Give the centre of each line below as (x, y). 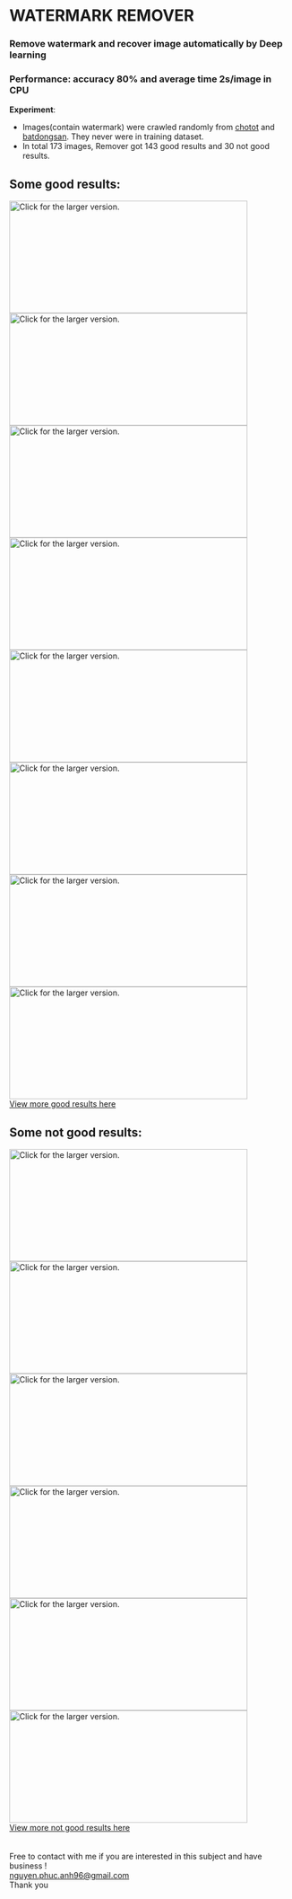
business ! (28, 1866)
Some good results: (65, 184)
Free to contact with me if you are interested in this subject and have (136, 1857)
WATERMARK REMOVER (102, 16)
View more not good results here (70, 1828)
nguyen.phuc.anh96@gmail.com (69, 1876)
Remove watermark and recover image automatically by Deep (146, 44)
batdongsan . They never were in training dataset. (113, 137)
